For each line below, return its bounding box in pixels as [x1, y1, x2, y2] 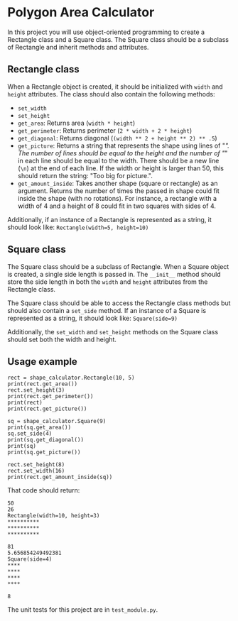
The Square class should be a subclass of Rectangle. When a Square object [7, 262, 229, 270]
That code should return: [7, 486, 80, 495]
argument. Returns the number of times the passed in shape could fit [17, 186, 220, 195]
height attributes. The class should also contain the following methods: [7, 89, 215, 98]
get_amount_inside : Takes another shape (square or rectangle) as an [17, 179, 218, 187]
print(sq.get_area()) [7, 424, 72, 432]
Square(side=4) [7, 556, 53, 563]
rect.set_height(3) [7, 387, 65, 394]
